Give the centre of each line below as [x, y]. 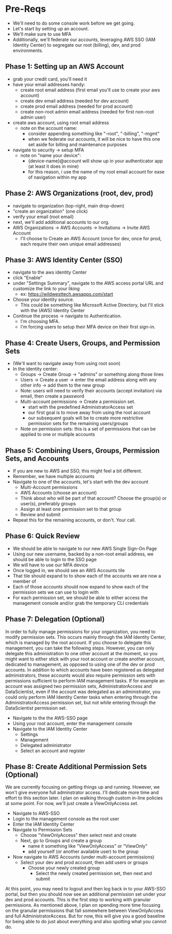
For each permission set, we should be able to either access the [80, 597]
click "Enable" [27, 278]
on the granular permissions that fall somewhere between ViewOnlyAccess [84, 911]
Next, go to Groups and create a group [61, 841]
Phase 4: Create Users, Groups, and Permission [83, 343]
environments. [28, 50]
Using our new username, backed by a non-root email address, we [83, 554]
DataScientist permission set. [36, 708]
